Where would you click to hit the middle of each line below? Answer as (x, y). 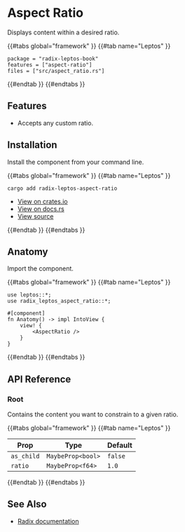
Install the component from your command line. (76, 162)
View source (35, 216)
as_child (25, 456)
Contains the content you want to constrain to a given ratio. (93, 414)
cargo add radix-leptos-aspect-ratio (62, 188)
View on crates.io (42, 201)
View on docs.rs (41, 209)
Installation (32, 145)
